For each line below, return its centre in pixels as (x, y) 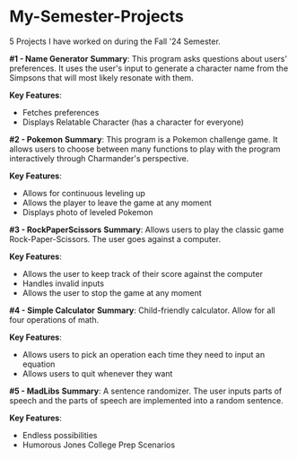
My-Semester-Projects (96, 17)
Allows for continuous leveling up (84, 193)
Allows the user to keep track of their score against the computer (142, 273)
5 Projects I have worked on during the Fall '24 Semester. (115, 41)
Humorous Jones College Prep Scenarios (99, 445)
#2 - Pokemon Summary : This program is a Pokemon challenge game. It (144, 139)
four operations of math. (54, 319)
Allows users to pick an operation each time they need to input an (144, 354)
